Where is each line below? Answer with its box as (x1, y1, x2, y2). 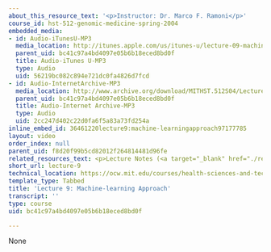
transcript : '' (8, 191, 60, 200)
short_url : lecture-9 (8, 162, 81, 170)
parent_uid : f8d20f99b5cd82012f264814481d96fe (8, 147, 168, 155)
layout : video (8, 132, 56, 140)
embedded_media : (8, 27, 63, 35)
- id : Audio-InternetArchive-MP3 (8, 79, 121, 87)
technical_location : (8, 170, 78, 178)
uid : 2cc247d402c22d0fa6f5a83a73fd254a (15, 117, 150, 125)
